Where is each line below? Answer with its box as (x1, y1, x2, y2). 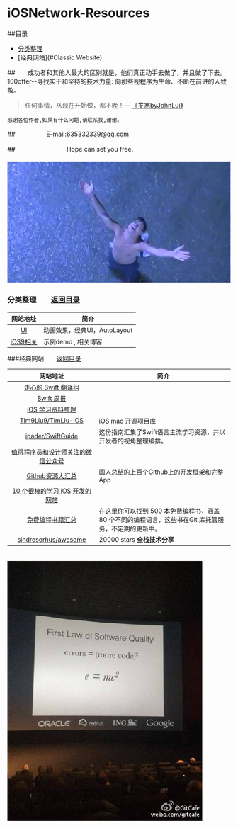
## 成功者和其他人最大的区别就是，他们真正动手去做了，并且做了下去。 (7, 68, 227, 76)
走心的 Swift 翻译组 (23, 382, 80, 391)
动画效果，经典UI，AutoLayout (43, 326, 133, 334)
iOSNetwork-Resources (7, 5, 150, 21)
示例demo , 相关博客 (43, 337, 103, 346)
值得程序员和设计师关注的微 (11, 448, 92, 456)
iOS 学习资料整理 (27, 405, 76, 414)
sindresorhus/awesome (17, 535, 86, 543)
